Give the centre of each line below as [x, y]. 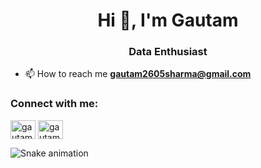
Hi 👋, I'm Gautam [168, 20]
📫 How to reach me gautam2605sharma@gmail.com [138, 74]
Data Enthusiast [168, 52]
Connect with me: [54, 104]
